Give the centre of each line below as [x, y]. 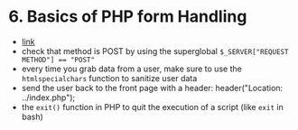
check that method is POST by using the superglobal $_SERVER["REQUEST [155, 51]
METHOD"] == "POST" [58, 60]
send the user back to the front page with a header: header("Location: [152, 88]
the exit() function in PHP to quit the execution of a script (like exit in [152, 107]
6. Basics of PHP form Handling [128, 17]
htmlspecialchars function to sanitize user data [109, 78]
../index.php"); [48, 97]
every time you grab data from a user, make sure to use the [132, 69]
